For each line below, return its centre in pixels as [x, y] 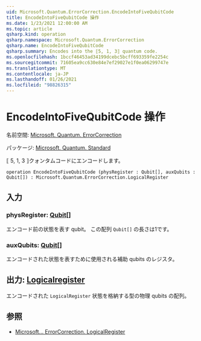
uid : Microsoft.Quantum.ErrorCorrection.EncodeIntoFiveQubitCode [90, 12]
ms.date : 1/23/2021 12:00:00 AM [47, 23]
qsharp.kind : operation [36, 35]
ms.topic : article [29, 29]
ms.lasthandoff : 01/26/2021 [42, 79]
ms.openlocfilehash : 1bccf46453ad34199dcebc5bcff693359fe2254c [88, 57]
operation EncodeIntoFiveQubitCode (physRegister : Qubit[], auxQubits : [101, 172]
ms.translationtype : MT [36, 68]
